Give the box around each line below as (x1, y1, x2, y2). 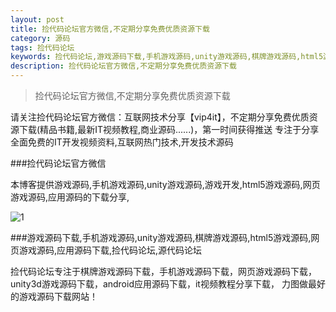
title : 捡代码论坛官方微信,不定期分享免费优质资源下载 (10, 24, 210, 34)
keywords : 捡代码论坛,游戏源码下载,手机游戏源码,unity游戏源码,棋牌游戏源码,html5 (10, 52, 324, 62)
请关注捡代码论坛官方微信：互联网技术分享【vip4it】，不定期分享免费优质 (10, 111, 310, 123)
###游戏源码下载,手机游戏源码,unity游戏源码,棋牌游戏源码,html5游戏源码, (10, 232, 312, 243)
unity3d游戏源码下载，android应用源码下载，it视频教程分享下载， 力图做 (10, 278, 308, 290)
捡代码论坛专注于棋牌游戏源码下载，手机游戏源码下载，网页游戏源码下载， (10, 266, 317, 277)
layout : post (10, 14, 65, 25)
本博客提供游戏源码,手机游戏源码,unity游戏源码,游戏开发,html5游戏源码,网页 (10, 179, 321, 190)
